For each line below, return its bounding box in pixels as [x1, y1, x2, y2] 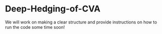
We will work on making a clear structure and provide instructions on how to [5, 19, 157, 25]
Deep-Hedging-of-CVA [5, 3, 101, 14]
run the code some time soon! [5, 24, 65, 30]
